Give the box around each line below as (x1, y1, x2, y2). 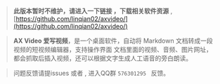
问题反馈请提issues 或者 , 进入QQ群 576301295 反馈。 (13, 69, 170, 77)
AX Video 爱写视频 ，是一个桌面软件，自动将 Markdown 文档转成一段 (13, 36, 213, 45)
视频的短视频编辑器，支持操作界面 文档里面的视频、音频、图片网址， (13, 45, 212, 53)
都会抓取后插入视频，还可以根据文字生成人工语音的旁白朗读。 (13, 54, 193, 62)
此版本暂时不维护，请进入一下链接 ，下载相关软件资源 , (13, 7, 173, 15)
